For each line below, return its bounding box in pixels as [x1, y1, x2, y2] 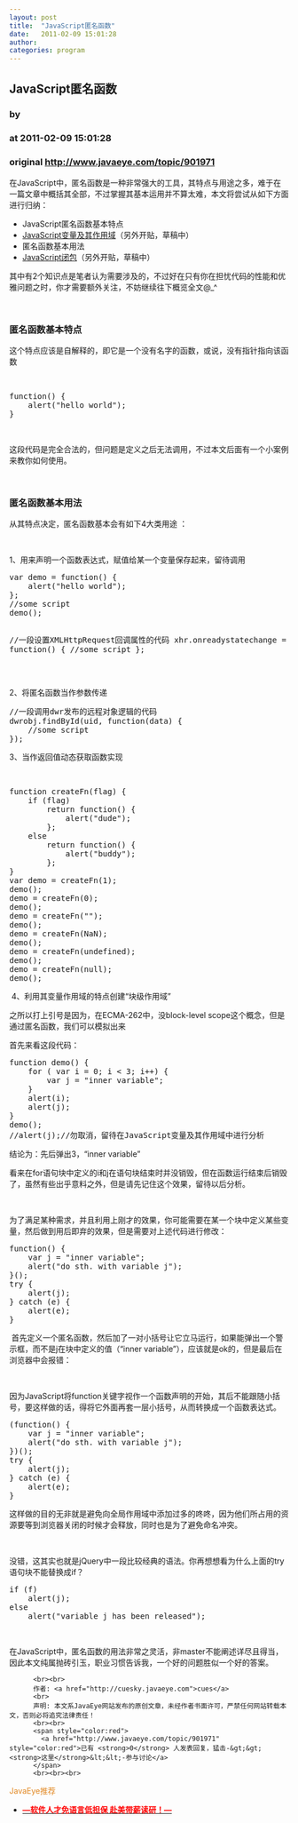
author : [9, 37, 38, 47]
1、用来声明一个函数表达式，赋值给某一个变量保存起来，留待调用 [9, 554, 246, 565]
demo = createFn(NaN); [9, 929, 108, 939]
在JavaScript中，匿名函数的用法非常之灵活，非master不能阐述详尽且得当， [9, 1646, 284, 1657]
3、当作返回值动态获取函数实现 [9, 752, 123, 762]
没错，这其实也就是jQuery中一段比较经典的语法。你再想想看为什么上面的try [9, 1556, 285, 1566]
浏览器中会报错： [9, 1355, 72, 1365]
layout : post [9, 12, 58, 22]
